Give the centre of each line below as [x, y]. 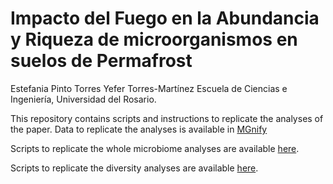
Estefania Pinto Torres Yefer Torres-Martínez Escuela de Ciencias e [149, 88]
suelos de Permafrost [101, 61]
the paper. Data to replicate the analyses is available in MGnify [139, 129]
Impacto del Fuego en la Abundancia [165, 18]
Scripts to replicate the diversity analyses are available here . [134, 168]
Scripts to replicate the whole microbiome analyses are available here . [155, 148]
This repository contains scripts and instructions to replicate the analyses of [167, 118]
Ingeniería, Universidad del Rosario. [83, 99]
